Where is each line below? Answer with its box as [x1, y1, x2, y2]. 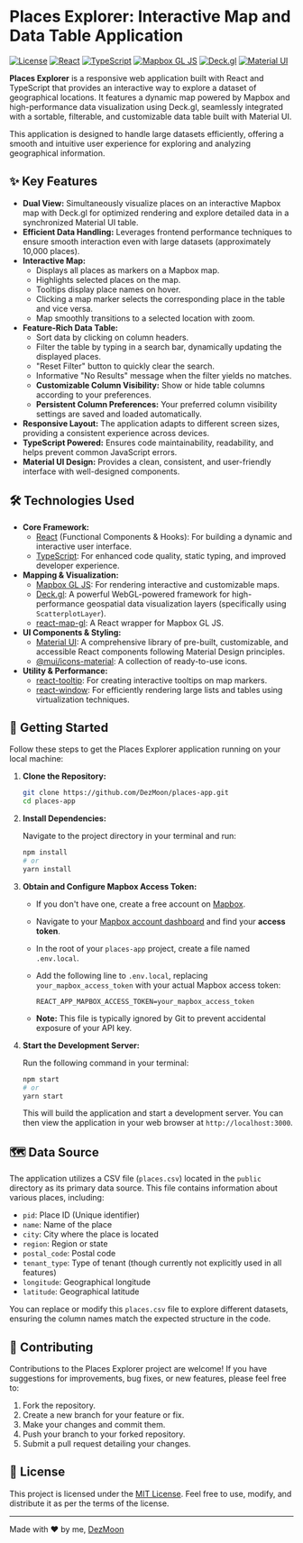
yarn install [22, 864, 72, 873]
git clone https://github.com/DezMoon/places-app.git [22, 789, 229, 798]
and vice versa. [35, 303, 93, 314]
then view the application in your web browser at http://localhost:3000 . [22, 1118, 293, 1128]
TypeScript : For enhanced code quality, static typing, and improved [35, 550, 287, 561]
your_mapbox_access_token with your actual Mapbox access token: [35, 980, 281, 991]
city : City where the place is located [22, 1228, 160, 1240]
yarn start [22, 1091, 64, 1100]
